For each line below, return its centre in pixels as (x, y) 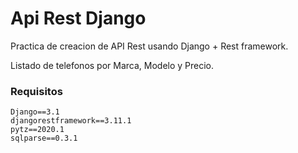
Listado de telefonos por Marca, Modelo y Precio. (112, 65)
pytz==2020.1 (37, 130)
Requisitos (36, 91)
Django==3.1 (35, 112)
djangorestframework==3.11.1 (71, 121)
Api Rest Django (78, 18)
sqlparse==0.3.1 (44, 138)
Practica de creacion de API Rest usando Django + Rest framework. (149, 46)
